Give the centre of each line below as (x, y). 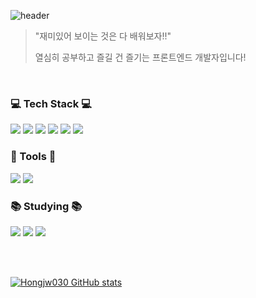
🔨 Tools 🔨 (33, 157)
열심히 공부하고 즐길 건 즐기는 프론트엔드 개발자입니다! (140, 57)
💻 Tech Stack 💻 (51, 103)
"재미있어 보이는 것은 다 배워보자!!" (103, 36)
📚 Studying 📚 (46, 206)
